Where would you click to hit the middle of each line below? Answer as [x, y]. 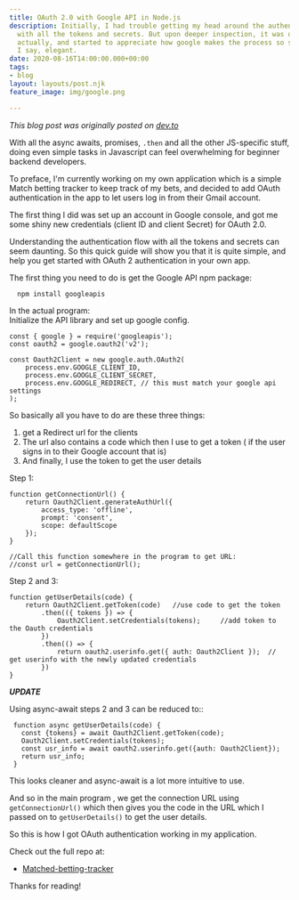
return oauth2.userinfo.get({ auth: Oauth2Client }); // [166, 652]
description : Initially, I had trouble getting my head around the [137, 26]
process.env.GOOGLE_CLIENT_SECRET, [91, 375]
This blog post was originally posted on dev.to [94, 125]
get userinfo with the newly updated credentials [103, 660]
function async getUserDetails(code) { [87, 725]
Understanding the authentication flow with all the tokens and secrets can [145, 241]
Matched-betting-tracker [68, 868]
